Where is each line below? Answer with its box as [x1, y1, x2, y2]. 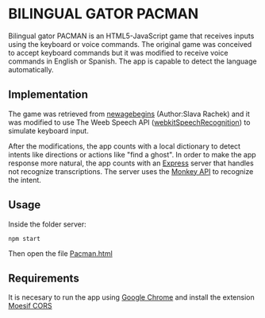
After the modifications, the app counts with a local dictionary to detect [8, 141, 240, 151]
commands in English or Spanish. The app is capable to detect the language [8, 56, 257, 66]
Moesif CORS [8, 301, 53, 311]
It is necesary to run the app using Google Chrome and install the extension [8, 293, 255, 302]
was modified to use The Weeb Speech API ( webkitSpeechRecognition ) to [8, 117, 251, 127]
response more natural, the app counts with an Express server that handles [8, 158, 254, 168]
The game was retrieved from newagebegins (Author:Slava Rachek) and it [8, 109, 250, 118]
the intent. [8, 175, 42, 184]
